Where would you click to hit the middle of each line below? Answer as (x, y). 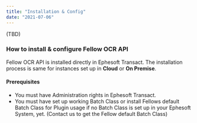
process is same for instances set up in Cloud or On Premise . (81, 68)
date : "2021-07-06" (30, 17)
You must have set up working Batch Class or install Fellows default (97, 101)
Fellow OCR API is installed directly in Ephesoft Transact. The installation (94, 62)
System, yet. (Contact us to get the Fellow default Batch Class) (91, 114)
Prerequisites (23, 82)
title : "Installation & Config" (46, 12)
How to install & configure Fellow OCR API (67, 49)
